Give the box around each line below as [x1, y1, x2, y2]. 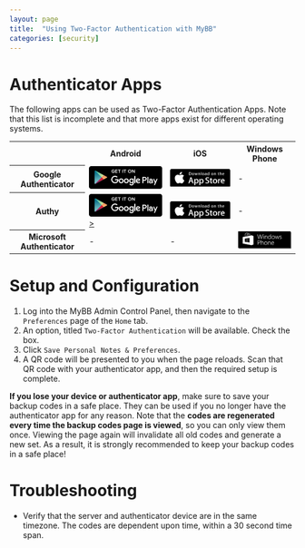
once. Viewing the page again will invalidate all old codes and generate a [9, 429, 281, 440]
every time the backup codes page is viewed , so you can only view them [9, 419, 286, 430]
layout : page [9, 15, 59, 24]
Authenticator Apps [9, 73, 162, 94]
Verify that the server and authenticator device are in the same [22, 510, 258, 521]
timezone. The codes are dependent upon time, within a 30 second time [22, 520, 292, 531]
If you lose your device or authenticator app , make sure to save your [9, 390, 270, 401]
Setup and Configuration [9, 275, 200, 296]
